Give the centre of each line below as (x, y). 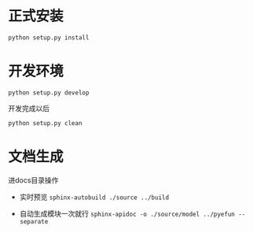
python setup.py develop (49, 92)
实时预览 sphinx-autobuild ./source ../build (94, 197)
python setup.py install (49, 37)
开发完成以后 (29, 108)
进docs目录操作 (33, 180)
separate (34, 221)
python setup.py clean (45, 123)
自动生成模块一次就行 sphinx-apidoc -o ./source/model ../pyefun (127, 213)
